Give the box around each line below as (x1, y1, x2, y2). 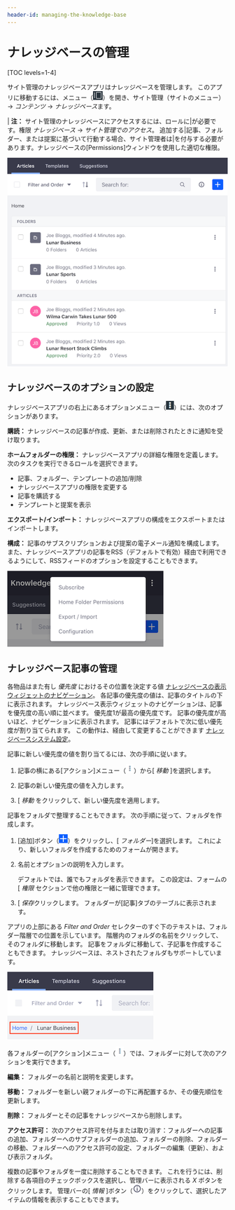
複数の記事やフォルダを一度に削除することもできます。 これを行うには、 (7, 1167, 217, 1176)
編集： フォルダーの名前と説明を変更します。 (7, 1073, 138, 1081)
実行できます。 (31, 1058, 75, 1066)
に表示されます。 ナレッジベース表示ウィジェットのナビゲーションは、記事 (7, 700, 222, 708)
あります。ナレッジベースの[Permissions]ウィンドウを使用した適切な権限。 (7, 143, 224, 151)
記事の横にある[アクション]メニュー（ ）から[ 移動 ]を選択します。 (17, 766, 215, 775)
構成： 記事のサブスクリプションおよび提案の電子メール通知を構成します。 (7, 539, 223, 548)
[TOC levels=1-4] (7, 68, 57, 76)
